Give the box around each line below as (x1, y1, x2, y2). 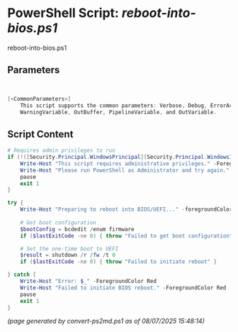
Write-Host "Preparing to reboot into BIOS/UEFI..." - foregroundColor (20, 206, 233, 214)
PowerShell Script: (7, 5, 119, 21)
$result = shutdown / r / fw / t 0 (20, 252, 115, 259)
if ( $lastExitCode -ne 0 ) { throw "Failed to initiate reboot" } (20, 258, 217, 265)
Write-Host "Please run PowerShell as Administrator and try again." (20, 167, 230, 174)
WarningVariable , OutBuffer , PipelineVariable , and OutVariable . (20, 109, 217, 116)
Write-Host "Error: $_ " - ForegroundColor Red (20, 278, 157, 285)
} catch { (7, 271, 37, 278)
